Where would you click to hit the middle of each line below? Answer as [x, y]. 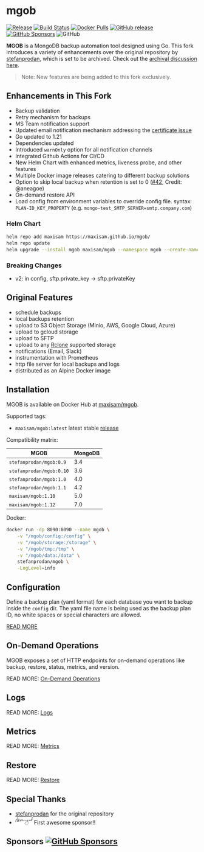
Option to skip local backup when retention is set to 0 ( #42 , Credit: [98, 182]
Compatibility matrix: [32, 439]
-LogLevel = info [36, 568]
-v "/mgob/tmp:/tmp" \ [46, 549]
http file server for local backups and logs [67, 364]
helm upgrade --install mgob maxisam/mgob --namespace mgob [84, 250]
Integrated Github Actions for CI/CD [60, 156]
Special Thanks [36, 799]
